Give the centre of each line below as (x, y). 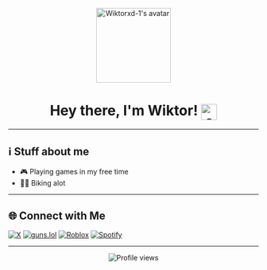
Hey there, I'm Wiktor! (124, 111)
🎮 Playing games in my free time (74, 172)
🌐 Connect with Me (57, 215)
